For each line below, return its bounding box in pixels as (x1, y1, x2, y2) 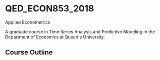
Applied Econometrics (5, 19, 51, 25)
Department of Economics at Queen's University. (5, 34, 105, 40)
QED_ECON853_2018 (5, 3, 94, 14)
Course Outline (5, 48, 53, 57)
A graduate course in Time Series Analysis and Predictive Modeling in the (5, 29, 155, 34)
